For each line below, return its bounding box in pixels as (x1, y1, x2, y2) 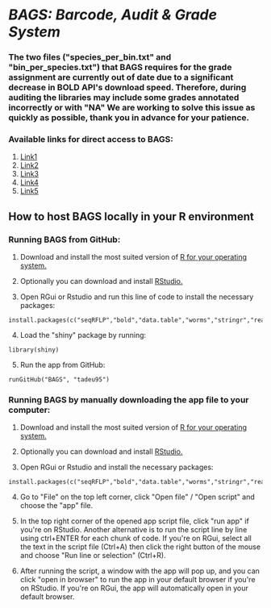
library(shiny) (8, 346, 60, 354)
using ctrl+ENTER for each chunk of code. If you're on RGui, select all (19, 534, 252, 543)
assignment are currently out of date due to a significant (8, 72, 234, 83)
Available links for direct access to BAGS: (8, 134, 173, 145)
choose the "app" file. (19, 501, 94, 510)
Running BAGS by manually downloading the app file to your (8, 394, 249, 406)
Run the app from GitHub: (19, 360, 106, 370)
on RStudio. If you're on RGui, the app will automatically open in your (19, 583, 248, 593)
